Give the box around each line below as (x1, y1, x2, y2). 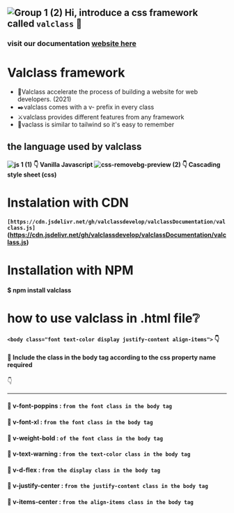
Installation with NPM (7, 262, 134, 278)
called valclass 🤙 (7, 18, 82, 30)
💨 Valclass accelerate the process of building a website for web (17, 88, 198, 96)
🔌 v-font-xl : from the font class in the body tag (7, 417, 153, 426)
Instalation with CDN (7, 195, 129, 211)
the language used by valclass (7, 140, 142, 152)
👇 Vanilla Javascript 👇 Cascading (33, 161, 221, 169)
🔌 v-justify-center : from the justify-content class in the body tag (7, 482, 209, 490)
